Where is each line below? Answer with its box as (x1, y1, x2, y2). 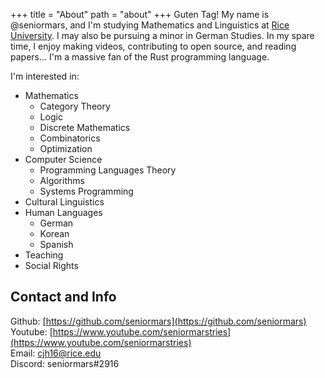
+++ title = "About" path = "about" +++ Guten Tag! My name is (10, 9, 270, 20)
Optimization (39, 143, 93, 154)
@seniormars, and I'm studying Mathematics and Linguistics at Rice (10, 19, 290, 31)
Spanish (39, 239, 74, 250)
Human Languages (24, 207, 103, 218)
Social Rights (24, 260, 79, 271)
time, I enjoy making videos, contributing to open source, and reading (10, 40, 297, 52)
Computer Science (24, 154, 103, 165)
